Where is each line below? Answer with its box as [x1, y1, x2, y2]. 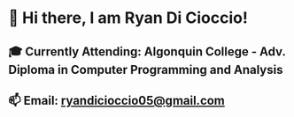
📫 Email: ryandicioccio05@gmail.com [8, 92, 225, 108]
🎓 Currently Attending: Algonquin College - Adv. [8, 44, 286, 59]
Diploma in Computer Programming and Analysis [8, 62, 283, 77]
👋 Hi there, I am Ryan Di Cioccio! [8, 8, 249, 28]
